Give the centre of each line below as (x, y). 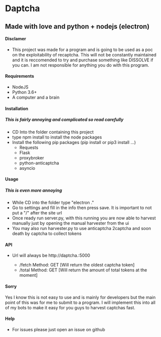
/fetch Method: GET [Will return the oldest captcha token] (77, 265)
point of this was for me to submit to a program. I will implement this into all (80, 302)
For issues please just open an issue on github (59, 329)
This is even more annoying (34, 190)
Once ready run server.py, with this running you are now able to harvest (84, 218)
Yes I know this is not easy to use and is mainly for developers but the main (80, 297)
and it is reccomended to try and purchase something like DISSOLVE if (82, 60)
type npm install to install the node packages (57, 137)
